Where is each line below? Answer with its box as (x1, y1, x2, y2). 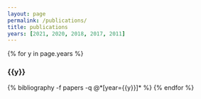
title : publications (7, 23, 69, 30)
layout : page (7, 10, 46, 18)
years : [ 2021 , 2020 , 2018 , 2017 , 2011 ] (7, 30, 126, 37)
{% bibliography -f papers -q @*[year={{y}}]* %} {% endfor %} (7, 83, 195, 92)
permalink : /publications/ (7, 17, 87, 24)
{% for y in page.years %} (7, 49, 84, 58)
